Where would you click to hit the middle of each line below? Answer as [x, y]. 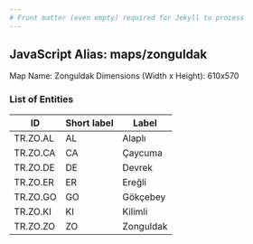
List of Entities [42, 99]
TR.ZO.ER [34, 182]
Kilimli [135, 211]
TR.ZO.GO [35, 197]
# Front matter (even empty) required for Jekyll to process [127, 18]
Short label [89, 123]
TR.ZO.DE [35, 167]
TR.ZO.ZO [35, 226]
